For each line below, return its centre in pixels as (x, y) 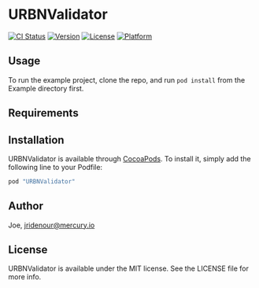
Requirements (43, 113)
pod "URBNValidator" (42, 181)
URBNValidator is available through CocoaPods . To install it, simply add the (129, 158)
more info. (25, 277)
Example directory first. (46, 88)
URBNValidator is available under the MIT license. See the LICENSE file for (129, 268)
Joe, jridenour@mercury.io (52, 225)
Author (26, 206)
